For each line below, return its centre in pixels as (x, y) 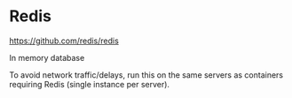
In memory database (47, 57)
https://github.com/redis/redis (64, 41)
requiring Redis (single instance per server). (90, 84)
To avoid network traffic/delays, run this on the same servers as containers (146, 75)
